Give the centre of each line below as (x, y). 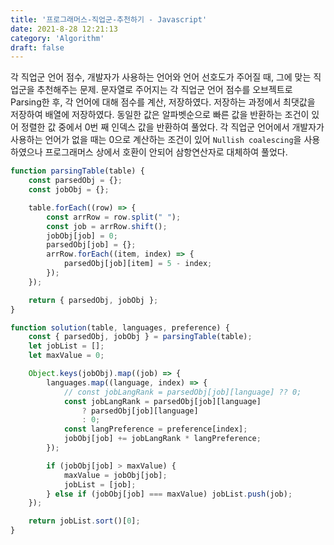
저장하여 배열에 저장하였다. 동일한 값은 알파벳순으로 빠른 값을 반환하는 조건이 (160, 115)
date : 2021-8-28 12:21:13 (64, 29)
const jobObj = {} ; (69, 190)
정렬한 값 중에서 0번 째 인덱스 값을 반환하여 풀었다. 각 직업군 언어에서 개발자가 (172, 127)
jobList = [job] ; (100, 484)
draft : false (37, 47)
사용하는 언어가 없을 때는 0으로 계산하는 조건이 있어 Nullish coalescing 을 (156, 140)
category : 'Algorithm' (57, 38)
